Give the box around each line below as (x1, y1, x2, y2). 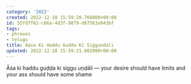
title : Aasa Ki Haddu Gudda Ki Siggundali (6, 43, 114, 49)
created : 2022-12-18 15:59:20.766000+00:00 (6, 14, 117, 20)
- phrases (6, 31, 31, 37)
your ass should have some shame (6, 70, 92, 78)
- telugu (6, 37, 28, 43)
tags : (6, 25, 20, 32)
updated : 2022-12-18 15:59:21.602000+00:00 (6, 48, 117, 54)
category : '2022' (6, 8, 50, 15)
